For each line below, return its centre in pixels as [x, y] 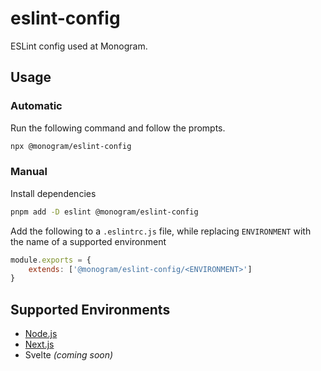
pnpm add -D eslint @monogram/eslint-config [104, 212]
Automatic [36, 106]
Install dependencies [53, 193]
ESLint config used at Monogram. [79, 46]
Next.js [39, 344]
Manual [29, 172]
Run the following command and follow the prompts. [118, 128]
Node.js [41, 334]
